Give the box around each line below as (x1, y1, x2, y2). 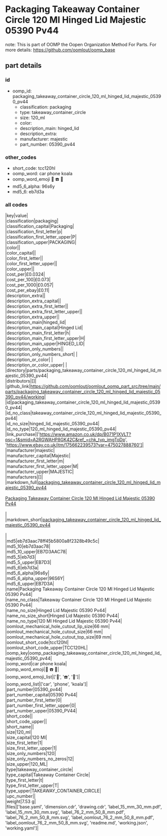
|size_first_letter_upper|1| (5, 745, 57, 751)
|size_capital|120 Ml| (5, 735, 47, 741)
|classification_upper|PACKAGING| (5, 240, 76, 246)
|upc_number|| (5, 793, 36, 799)
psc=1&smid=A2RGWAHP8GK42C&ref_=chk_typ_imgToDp (5, 437, 125, 443)
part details (5, 61, 42, 70)
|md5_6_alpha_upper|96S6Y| (5, 575, 65, 581)
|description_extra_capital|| (5, 298, 61, 304)
